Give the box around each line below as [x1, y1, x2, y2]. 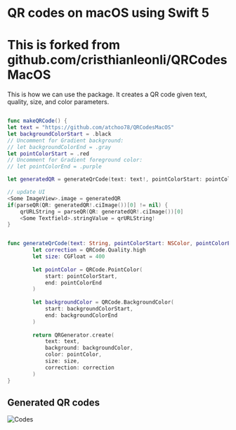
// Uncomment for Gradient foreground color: [7, 157, 143, 164]
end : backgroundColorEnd [44, 311, 118, 319]
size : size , [44, 358, 80, 365]
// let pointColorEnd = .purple [7, 163, 102, 170]
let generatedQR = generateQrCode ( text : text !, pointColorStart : [7, 176, 202, 183]
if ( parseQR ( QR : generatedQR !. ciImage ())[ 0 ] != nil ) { [7, 202, 169, 209]
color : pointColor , [44, 351, 102, 358]
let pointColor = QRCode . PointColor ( [32, 266, 143, 273]
